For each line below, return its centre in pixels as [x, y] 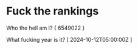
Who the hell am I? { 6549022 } [46, 28]
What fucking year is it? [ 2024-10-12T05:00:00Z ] [69, 39]
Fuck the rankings [53, 11]
